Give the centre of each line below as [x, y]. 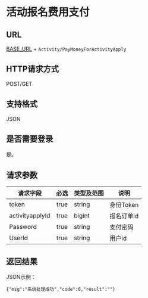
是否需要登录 [30, 139]
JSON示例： [21, 277]
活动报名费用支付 [48, 12]
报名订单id [124, 216]
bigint [82, 216]
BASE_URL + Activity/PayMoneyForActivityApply [66, 49]
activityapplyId [30, 216]
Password [23, 227]
